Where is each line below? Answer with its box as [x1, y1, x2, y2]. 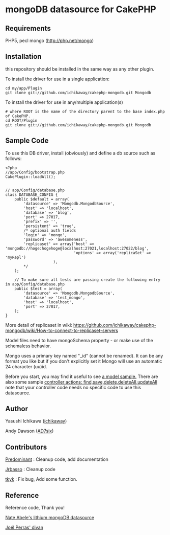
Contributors [5, 442, 47, 451]
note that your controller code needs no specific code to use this [5, 384, 141, 390]
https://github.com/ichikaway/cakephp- [73, 322, 156, 328]
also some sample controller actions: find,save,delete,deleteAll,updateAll [5, 378, 158, 385]
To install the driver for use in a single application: [5, 76, 109, 82]
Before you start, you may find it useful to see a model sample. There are [5, 373, 158, 380]
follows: [5, 155, 22, 162]
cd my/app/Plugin [5, 85, 42, 91]
